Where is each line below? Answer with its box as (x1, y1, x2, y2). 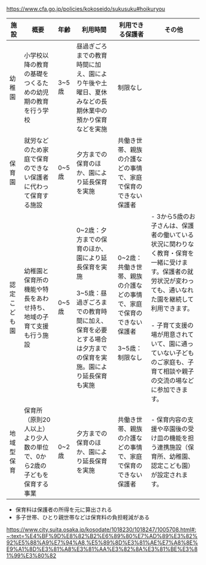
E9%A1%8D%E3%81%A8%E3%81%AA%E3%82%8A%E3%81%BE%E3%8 (6, 545, 198, 553)
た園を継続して (151, 295, 194, 303)
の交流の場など (151, 377, 194, 385)
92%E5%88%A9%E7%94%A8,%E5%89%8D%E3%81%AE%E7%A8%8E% (6, 539, 198, 546)
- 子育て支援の (151, 321, 194, 329)
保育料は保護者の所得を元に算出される (15, 506, 112, 513)
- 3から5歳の (151, 212, 189, 220)
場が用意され (151, 331, 188, 339)
